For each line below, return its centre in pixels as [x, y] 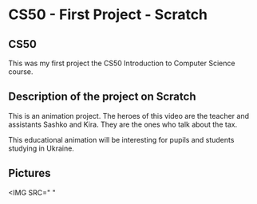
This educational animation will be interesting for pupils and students [121, 139]
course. [21, 72]
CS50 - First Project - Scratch [108, 15]
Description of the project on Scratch [102, 97]
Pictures [30, 173]
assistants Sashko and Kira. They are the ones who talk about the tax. [123, 124]
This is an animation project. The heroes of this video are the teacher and [129, 116]
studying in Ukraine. [41, 148]
